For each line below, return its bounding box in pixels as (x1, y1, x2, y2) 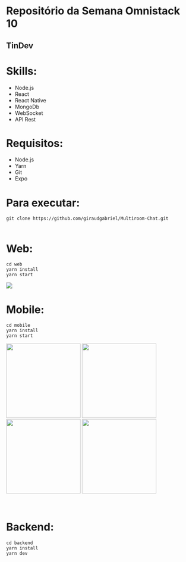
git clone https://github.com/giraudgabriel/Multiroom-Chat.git (6, 216, 169, 221)
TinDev (6, 40, 34, 51)
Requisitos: (6, 136, 64, 150)
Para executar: (6, 196, 80, 210)
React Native (14, 96, 46, 104)
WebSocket (14, 109, 43, 117)
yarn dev (6, 551, 28, 557)
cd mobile (6, 323, 31, 329)
